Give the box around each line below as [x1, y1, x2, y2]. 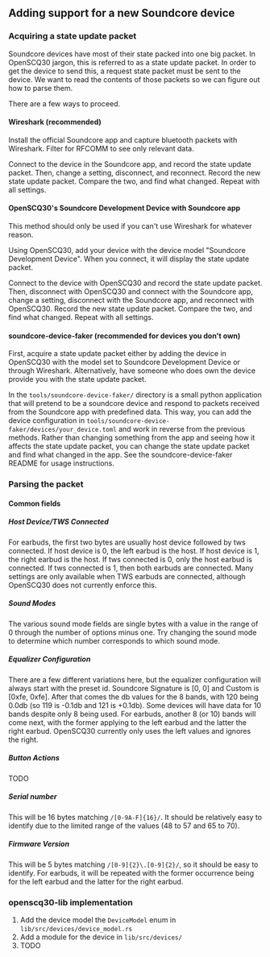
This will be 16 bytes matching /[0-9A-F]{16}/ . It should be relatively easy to [8, 812, 263, 822]
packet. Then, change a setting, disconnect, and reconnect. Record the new [8, 168, 261, 177]
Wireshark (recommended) [8, 117, 102, 127]
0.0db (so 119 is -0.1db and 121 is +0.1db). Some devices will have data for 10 [8, 700, 262, 710]
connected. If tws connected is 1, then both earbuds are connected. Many [8, 563, 254, 573]
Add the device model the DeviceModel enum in [19, 914, 177, 925]
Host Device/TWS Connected [8, 517, 109, 527]
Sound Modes [8, 599, 56, 608]
